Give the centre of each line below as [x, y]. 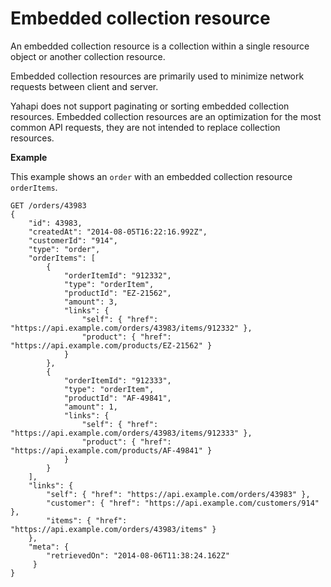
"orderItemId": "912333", [117, 380]
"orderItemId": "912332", [117, 275]
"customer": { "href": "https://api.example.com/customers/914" [183, 503]
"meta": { [49, 547]
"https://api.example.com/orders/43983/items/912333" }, [131, 433]
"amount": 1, [90, 407]
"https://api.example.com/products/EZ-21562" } [111, 345]
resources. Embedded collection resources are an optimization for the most [166, 116]
